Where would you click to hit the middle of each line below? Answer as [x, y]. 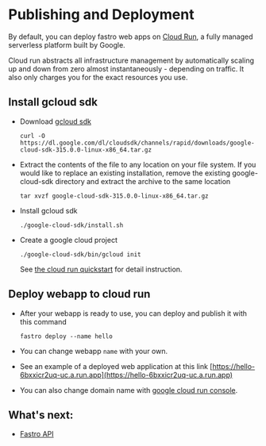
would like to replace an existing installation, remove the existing [125, 173]
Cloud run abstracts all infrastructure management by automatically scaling [131, 60]
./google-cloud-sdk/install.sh [71, 225]
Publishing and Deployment [101, 15]
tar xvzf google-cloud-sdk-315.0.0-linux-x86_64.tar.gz [114, 196]
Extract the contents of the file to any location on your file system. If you [138, 164]
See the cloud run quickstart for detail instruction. [101, 269]
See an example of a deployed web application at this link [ [116, 366]
